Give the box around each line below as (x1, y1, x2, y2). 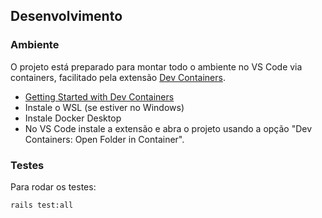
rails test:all (10, 200, 74, 210)
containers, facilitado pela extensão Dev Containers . (10, 71, 226, 83)
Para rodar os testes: (10, 180, 97, 193)
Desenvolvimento (10, 8, 123, 25)
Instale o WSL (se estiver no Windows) (24, 101, 185, 113)
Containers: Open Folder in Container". (24, 133, 185, 145)
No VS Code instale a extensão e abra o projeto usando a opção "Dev (24, 122, 313, 134)
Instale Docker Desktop (24, 112, 122, 124)
